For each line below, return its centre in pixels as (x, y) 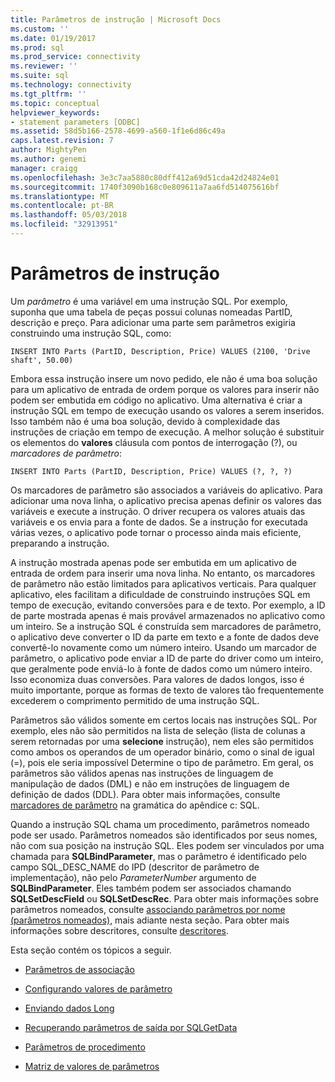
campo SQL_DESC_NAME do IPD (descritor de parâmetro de (135, 867)
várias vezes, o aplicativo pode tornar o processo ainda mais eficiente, (156, 532)
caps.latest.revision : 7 (62, 141)
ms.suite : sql (40, 76)
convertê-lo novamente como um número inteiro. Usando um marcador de (164, 647)
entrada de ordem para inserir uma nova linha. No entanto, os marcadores (163, 573)
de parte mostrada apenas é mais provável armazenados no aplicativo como (168, 615)
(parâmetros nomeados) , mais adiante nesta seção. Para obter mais (150, 920)
